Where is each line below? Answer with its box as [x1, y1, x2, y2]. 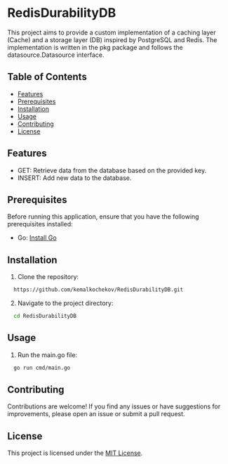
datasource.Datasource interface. [7, 51, 105, 59]
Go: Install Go [17, 233, 58, 242]
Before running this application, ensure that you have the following [7, 212, 199, 221]
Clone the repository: [17, 273, 79, 281]
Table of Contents [7, 71, 88, 83]
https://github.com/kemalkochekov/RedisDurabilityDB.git [13, 286, 184, 293]
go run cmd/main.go [13, 364, 71, 371]
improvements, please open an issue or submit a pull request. [7, 410, 185, 418]
